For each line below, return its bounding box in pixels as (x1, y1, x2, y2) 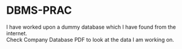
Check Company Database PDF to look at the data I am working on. (6, 36, 174, 43)
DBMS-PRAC (6, 4, 73, 17)
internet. (6, 29, 27, 36)
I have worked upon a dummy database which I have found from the (6, 23, 177, 30)
